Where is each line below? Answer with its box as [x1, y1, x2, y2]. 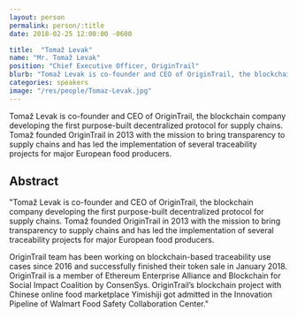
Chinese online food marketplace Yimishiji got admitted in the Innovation [9, 289, 272, 300]
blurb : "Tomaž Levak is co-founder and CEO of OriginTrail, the [9, 70, 251, 79]
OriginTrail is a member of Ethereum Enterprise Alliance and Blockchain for [9, 270, 281, 281]
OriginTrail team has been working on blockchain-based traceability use [9, 252, 271, 262]
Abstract [9, 174, 59, 189]
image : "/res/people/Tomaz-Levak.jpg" [9, 86, 152, 95]
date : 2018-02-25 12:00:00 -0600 [9, 29, 133, 38]
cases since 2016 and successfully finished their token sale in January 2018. [9, 261, 288, 272]
